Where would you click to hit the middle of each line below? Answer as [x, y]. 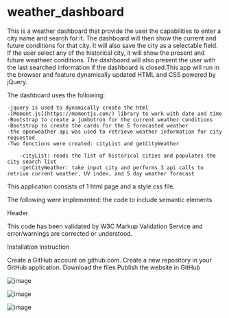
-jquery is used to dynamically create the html [78, 108]
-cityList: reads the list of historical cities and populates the [118, 156]
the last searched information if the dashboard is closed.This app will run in [113, 67]
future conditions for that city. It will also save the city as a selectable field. [112, 45]
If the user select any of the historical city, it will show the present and [106, 53]
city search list [32, 162]
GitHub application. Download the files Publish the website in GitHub [104, 267]
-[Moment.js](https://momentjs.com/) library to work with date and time [115, 114]
